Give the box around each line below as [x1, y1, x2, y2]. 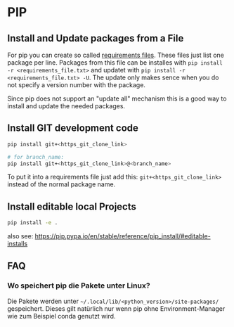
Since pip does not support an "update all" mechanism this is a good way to [7, 94, 227, 103]
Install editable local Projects [7, 200, 137, 212]
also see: [7, 232, 34, 241]
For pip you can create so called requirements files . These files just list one [7, 51, 225, 59]
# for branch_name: [7, 153, 65, 160]
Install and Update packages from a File [7, 32, 184, 44]
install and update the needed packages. [7, 102, 125, 110]
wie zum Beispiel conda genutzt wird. [7, 312, 116, 320]
